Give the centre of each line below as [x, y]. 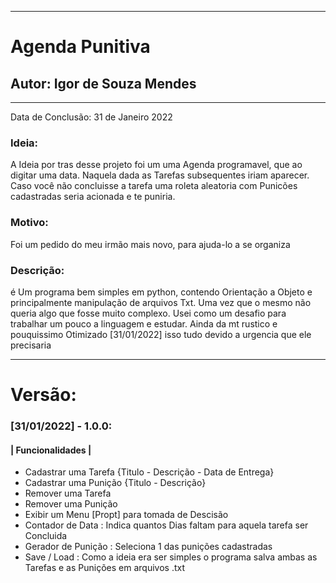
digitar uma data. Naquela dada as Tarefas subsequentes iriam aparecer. [160, 175]
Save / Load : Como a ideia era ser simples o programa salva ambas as [171, 557]
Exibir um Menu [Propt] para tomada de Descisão [126, 515]
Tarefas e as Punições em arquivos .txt [105, 568]
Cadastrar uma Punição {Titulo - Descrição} [115, 483]
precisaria [31, 345]
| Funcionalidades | [51, 450]
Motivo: [29, 223]
